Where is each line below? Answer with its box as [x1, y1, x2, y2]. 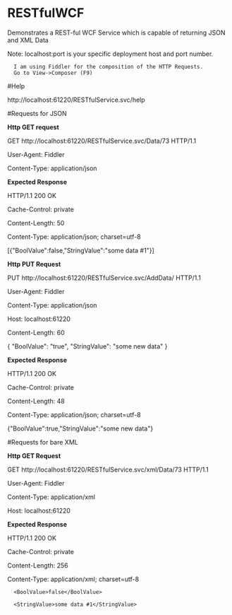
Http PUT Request [7, 259, 61, 268]
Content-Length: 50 [7, 218, 65, 227]
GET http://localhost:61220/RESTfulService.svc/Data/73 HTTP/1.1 [7, 136, 196, 145]
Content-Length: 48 [7, 397, 65, 405]
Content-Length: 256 [7, 561, 68, 570]
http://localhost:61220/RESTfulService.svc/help [7, 95, 146, 104]
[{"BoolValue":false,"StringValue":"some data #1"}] [7, 246, 155, 254]
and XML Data [7, 35, 49, 44]
